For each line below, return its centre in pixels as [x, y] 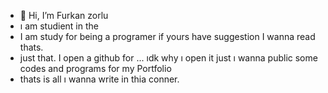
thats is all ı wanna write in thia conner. [99, 79]
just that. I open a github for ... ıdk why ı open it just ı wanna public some [168, 58]
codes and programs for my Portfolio [95, 68]
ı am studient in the [59, 26]
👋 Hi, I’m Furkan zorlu [64, 15]
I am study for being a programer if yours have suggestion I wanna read [167, 36]
